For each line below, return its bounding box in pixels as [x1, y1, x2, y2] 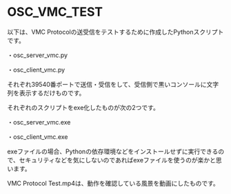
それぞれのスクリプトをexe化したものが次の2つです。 [7, 103, 160, 111]
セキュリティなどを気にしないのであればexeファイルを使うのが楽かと [19, 155, 216, 164]
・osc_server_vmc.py [7, 51, 68, 59]
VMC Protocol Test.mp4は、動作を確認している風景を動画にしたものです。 [7, 179, 219, 187]
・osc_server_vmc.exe [7, 118, 71, 126]
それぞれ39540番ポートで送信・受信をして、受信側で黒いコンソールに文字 [7, 80, 219, 88]
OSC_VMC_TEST [7, 4, 103, 20]
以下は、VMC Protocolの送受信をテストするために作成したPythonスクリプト [7, 28, 224, 36]
